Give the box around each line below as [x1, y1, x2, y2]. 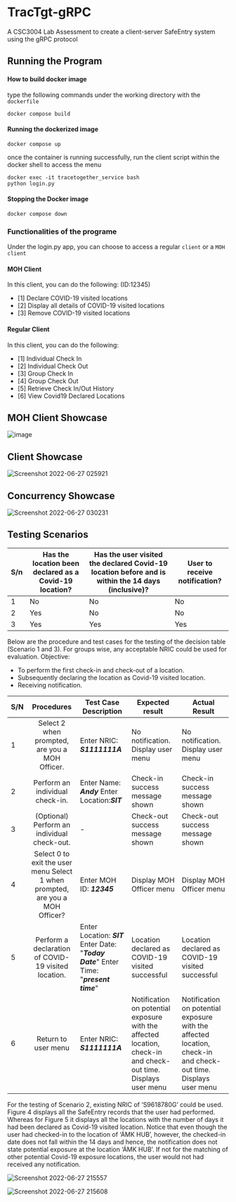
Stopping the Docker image [7, 194, 89, 204]
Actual [192, 697, 215, 707]
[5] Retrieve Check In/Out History [17, 384, 114, 392]
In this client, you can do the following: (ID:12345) [7, 280, 151, 289]
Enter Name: [79, 777, 122, 787]
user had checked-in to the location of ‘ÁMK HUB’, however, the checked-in [7, 1130, 226, 1138]
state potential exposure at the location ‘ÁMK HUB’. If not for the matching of [7, 1145, 228, 1154]
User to [187, 558, 213, 568]
